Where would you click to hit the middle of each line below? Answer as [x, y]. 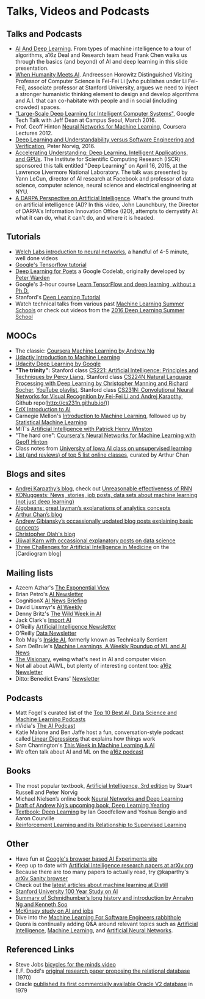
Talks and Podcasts [44, 34]
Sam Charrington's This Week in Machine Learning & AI [85, 746]
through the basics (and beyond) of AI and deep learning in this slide [101, 62]
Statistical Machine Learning [51, 422]
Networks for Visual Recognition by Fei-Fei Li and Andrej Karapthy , [99, 396]
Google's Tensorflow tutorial [51, 264]
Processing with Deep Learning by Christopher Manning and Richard [101, 383]
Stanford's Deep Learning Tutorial [58, 297]
